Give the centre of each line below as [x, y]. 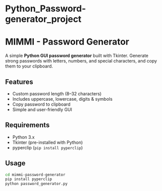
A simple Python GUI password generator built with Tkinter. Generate [77, 56]
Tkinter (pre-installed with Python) [47, 142]
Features [19, 82]
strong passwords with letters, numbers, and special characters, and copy [81, 61]
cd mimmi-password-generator [35, 175]
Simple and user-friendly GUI [42, 109]
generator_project [43, 19]
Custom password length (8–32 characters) [57, 94]
